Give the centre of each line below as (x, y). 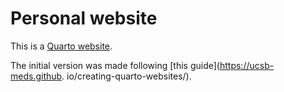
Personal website (84, 18)
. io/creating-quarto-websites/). (126, 76)
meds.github (36, 76)
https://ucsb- (247, 65)
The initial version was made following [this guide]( (115, 65)
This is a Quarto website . (61, 46)
